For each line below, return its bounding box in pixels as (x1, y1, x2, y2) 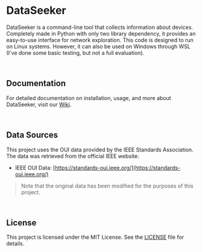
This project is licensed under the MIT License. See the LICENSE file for (6, 233, 185, 241)
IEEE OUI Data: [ (14, 164, 55, 171)
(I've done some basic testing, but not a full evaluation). (6, 49, 145, 56)
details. (6, 240, 25, 247)
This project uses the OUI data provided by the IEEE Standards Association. (6, 146, 194, 153)
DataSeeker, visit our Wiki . (6, 101, 72, 108)
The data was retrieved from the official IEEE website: (6, 152, 139, 160)
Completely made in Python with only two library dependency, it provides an (6, 30, 196, 37)
